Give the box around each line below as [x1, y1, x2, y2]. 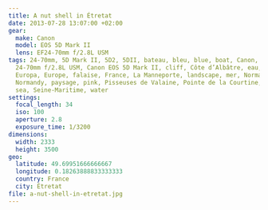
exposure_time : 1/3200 [15, 123, 91, 131]
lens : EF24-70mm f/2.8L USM [15, 49, 109, 57]
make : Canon [15, 34, 56, 42]
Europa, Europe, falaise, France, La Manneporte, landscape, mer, [15, 71, 241, 79]
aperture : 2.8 [15, 116, 62, 124]
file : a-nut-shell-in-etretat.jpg [8, 189, 124, 198]
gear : [8, 26, 26, 34]
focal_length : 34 [15, 101, 73, 109]
